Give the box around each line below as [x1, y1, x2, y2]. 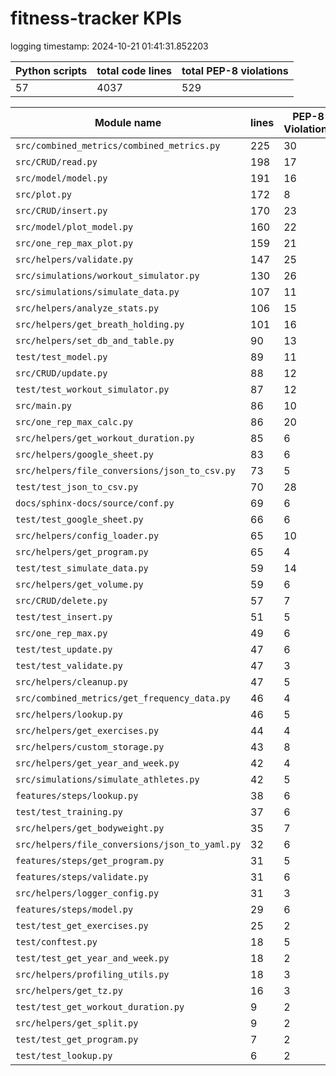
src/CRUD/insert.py [15, 205, 108, 216]
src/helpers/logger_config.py [15, 887, 160, 899]
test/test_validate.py [15, 660, 123, 671]
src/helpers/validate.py [15, 253, 134, 265]
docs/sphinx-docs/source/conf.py [15, 497, 175, 509]
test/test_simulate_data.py [15, 562, 149, 574]
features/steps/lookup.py [15, 790, 139, 801]
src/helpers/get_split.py [15, 1017, 139, 1029]
